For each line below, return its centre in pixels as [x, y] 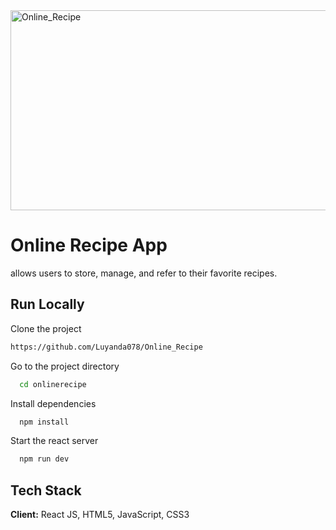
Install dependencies [53, 403]
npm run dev [44, 459]
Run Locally [47, 304]
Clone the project [46, 328]
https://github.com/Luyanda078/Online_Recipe [106, 347]
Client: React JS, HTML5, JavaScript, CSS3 [100, 515]
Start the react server [54, 441]
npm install [44, 422]
